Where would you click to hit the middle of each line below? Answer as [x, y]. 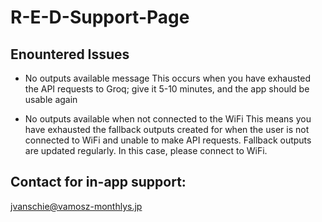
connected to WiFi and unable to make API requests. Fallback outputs [168, 140]
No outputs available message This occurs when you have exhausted [168, 78]
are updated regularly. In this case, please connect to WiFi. [146, 150]
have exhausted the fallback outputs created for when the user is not [167, 129]
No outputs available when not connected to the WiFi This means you [168, 119]
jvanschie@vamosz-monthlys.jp [76, 206]
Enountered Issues [70, 54]
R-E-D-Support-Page [100, 17]
